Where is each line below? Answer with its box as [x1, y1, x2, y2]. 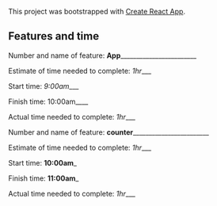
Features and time [8, 29, 100, 43]
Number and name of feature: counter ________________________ [8, 127, 210, 137]
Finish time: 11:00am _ [8, 174, 79, 183]
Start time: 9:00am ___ [8, 81, 79, 90]
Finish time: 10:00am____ [8, 97, 89, 106]
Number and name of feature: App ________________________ [8, 51, 196, 60]
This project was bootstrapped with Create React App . [8, 7, 186, 16]
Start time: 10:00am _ [8, 158, 78, 167]
